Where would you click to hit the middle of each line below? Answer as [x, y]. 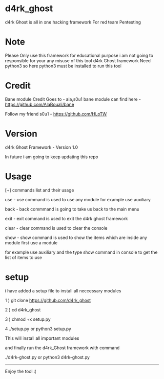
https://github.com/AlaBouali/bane [40, 104]
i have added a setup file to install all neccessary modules [63, 291]
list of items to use [24, 257]
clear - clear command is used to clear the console [56, 228]
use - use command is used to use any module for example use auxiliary [78, 199]
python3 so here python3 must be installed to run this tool [63, 66]
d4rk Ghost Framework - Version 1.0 [41, 147]
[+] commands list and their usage [40, 190]
